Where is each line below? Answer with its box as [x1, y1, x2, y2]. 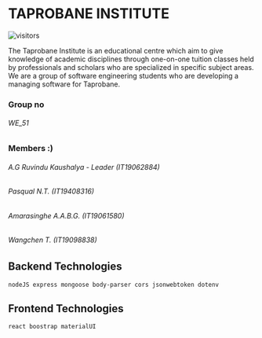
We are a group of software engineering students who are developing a [8, 71, 239, 80]
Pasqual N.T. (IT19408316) [8, 186, 95, 197]
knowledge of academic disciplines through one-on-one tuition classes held [8, 54, 255, 64]
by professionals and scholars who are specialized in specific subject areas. [8, 62, 254, 72]
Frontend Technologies [8, 302, 124, 315]
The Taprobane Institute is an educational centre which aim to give [8, 46, 224, 55]
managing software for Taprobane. [8, 79, 121, 89]
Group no [8, 99, 45, 110]
